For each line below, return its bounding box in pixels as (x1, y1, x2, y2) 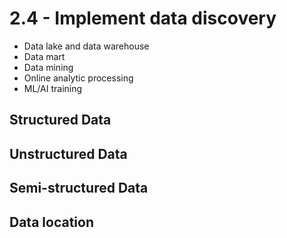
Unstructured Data (9, 145, 128, 162)
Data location (9, 213, 94, 231)
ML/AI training (23, 82, 83, 94)
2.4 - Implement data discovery (9, 7, 277, 30)
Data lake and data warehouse (23, 40, 150, 52)
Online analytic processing (23, 72, 134, 84)
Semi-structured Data (9, 180, 149, 197)
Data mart (23, 50, 66, 62)
